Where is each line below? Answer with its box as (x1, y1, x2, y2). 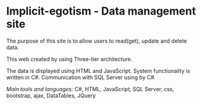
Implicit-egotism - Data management (6, 4, 196, 18)
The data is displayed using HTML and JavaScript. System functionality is (6, 67, 190, 74)
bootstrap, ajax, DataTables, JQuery (6, 92, 96, 99)
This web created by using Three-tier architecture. (6, 55, 132, 63)
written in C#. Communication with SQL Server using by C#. (6, 73, 156, 81)
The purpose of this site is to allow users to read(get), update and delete (6, 37, 187, 44)
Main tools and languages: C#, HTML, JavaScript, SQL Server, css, (6, 85, 175, 92)
